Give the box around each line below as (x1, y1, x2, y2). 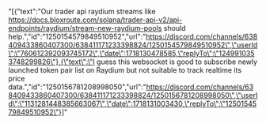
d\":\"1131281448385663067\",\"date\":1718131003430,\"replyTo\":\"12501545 (8, 99, 257, 108)
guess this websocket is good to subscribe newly (96, 57, 258, 66)
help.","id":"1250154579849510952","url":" (8, 32, 146, 41)
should (163, 24, 186, 32)
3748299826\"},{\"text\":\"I (8, 57, 95, 66)
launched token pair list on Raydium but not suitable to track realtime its (8, 66, 242, 74)
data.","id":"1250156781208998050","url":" (8, 82, 146, 92)
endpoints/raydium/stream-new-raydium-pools (8, 24, 162, 32)
